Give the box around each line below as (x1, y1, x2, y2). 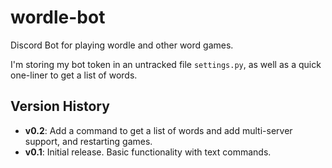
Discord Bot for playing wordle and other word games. (10, 39, 234, 51)
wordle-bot (10, 6, 106, 29)
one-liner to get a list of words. (10, 69, 138, 81)
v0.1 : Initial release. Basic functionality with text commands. (24, 146, 272, 158)
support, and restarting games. (24, 135, 153, 147)
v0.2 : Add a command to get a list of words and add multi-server (24, 124, 293, 136)
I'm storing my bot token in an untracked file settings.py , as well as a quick (10, 58, 322, 70)
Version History (10, 98, 110, 115)
